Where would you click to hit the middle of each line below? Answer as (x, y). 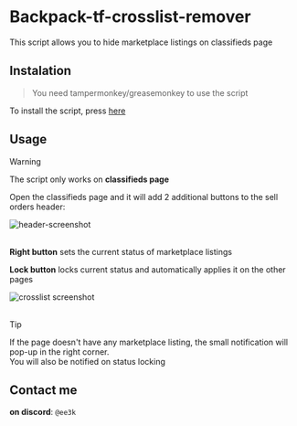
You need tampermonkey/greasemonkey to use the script (140, 92)
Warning (25, 161)
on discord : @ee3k (42, 412)
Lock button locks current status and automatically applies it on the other (148, 269)
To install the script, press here (68, 111)
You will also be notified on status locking (88, 361)
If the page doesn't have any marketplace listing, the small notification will (149, 342)
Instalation (40, 71)
